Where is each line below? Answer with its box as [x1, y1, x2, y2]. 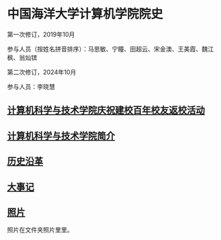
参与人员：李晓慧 [7, 82, 55, 91]
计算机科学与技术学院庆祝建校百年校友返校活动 [7, 104, 205, 117]
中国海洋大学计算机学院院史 [7, 6, 164, 22]
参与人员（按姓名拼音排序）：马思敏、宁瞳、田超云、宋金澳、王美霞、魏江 [7, 45, 214, 53]
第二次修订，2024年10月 [7, 68, 77, 76]
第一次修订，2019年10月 [7, 30, 75, 38]
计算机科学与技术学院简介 [7, 130, 115, 141]
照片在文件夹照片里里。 [7, 226, 73, 234]
